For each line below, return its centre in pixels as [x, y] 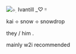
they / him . [20, 33]
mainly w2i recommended [38, 45]
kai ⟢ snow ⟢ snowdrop [36, 21]
